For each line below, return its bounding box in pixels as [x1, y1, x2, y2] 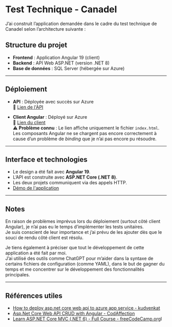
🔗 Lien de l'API [12, 104, 44, 110]
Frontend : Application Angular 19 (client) [12, 54, 100, 60]
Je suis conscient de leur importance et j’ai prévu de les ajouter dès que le [5, 229, 162, 235]
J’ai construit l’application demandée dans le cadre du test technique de [5, 20, 157, 27]
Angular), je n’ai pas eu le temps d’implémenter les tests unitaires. [5, 224, 144, 230]
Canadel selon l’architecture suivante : [5, 26, 86, 32]
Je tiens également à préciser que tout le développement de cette [5, 245, 144, 251]
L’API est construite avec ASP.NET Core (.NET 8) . [12, 174, 118, 180]
